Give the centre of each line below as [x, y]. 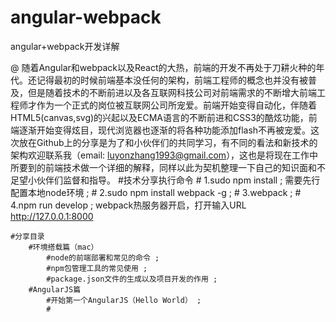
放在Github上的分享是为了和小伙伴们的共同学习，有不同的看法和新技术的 [168, 142]
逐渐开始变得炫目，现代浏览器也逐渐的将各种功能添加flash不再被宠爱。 [165, 130]
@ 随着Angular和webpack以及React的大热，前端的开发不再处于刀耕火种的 [163, 67]
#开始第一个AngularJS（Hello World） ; [124, 300]
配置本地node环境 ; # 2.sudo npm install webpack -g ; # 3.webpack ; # [156, 192]
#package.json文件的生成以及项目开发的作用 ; [132, 279]
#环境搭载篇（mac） [63, 247]
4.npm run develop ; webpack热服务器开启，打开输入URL [128, 205]
